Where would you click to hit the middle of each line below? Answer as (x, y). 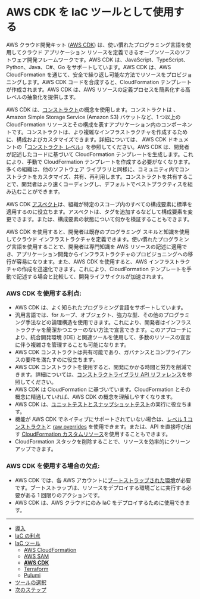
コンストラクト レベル (54, 147)
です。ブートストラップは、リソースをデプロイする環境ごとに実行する (100, 488)
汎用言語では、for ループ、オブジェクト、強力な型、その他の (89, 315)
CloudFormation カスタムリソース (63, 434)
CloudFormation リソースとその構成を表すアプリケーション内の (84, 124)
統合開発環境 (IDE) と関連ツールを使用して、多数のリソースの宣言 (110, 337)
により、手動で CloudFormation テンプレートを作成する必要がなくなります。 (100, 162)
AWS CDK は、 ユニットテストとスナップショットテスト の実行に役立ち (101, 404)
